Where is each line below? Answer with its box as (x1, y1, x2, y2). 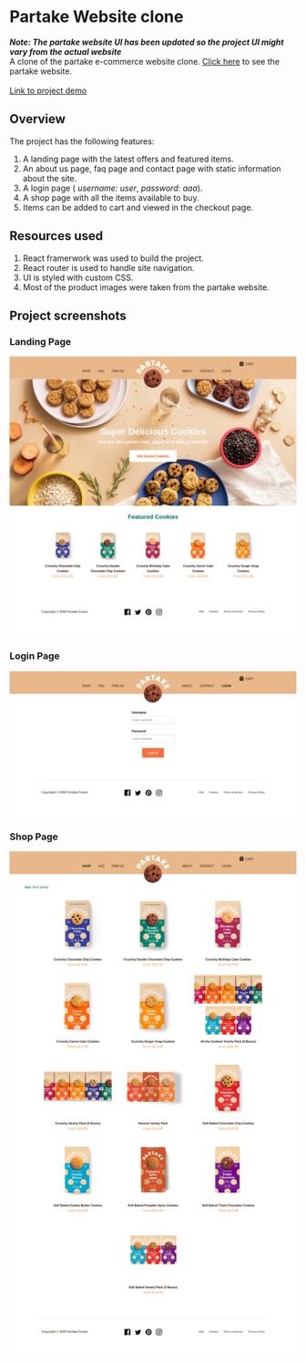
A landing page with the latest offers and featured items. (22, 153, 234, 164)
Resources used (9, 228, 103, 244)
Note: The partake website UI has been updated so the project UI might (9, 36, 284, 47)
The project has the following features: (9, 135, 155, 147)
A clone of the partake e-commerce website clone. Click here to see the (9, 56, 280, 67)
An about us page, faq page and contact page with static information (22, 162, 281, 174)
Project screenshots (9, 307, 127, 323)
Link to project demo (9, 85, 87, 96)
